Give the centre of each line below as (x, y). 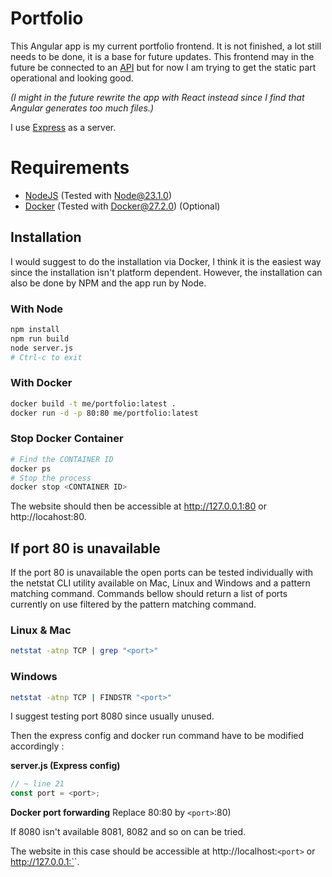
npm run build (40, 338)
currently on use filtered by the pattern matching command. (133, 604)
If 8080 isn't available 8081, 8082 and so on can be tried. (128, 832)
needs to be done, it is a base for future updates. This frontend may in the (162, 56)
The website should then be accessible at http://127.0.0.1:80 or (138, 506)
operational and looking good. (72, 78)
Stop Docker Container (67, 439)
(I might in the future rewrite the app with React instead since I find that (157, 97)
